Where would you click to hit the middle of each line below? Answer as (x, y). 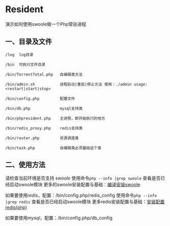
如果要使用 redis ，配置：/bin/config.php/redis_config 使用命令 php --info (81, 195)
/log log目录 (20, 54)
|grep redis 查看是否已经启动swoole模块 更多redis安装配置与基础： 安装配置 (85, 202)
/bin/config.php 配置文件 (40, 98)
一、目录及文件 (29, 42)
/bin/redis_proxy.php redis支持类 (44, 128)
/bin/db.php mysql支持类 (44, 108)
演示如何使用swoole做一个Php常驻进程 (46, 24)
